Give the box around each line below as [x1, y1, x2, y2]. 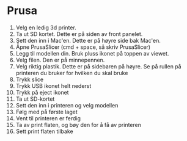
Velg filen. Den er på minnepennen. [15, 56, 105, 63]
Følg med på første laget [15, 108, 78, 115]
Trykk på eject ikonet [15, 89, 69, 96]
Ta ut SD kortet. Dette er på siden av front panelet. [15, 30, 143, 37]
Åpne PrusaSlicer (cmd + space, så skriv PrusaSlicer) [15, 43, 151, 51]
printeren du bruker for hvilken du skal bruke [15, 69, 128, 76]
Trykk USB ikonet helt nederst [15, 82, 92, 89]
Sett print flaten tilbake [15, 128, 73, 135]
